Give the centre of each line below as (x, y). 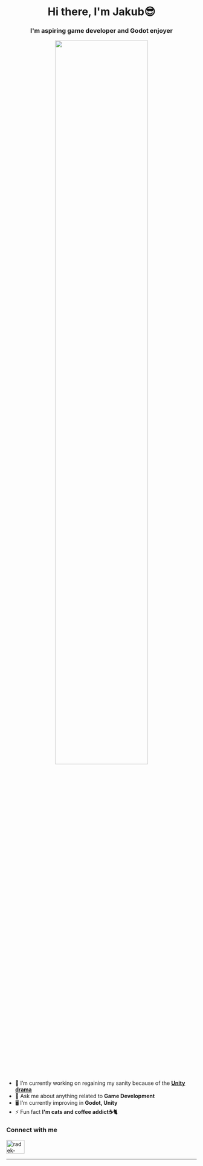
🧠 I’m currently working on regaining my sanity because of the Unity (100, 1083)
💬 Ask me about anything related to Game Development (85, 1096)
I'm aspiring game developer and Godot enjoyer (101, 31)
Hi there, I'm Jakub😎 (101, 12)
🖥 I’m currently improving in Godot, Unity (66, 1103)
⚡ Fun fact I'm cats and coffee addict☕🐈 (66, 1112)
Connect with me (32, 1130)
